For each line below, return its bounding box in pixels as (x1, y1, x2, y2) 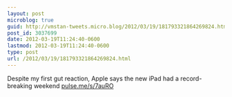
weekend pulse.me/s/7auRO (33, 81, 114, 90)
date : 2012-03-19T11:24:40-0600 (7, 36, 100, 43)
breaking (7, 81, 32, 90)
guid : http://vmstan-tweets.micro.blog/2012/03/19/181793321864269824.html (7, 23, 230, 30)
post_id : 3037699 (7, 29, 57, 37)
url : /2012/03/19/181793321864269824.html (7, 55, 131, 62)
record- (180, 74, 202, 82)
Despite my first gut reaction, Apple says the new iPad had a (7, 74, 180, 82)
